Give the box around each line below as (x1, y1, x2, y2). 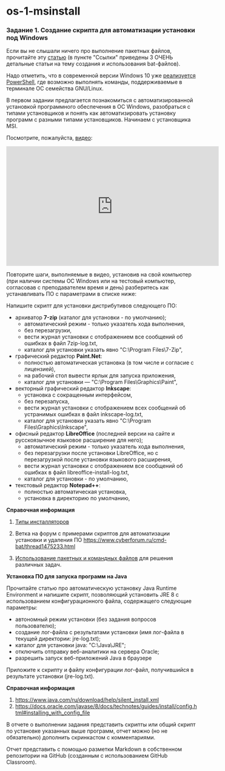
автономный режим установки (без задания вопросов (15, 615, 156, 623)
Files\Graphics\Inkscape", (24, 423, 88, 431)
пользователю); (15, 622, 56, 629)
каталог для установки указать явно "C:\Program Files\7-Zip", (24, 346, 183, 354)
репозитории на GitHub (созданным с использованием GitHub (6, 752, 168, 759)
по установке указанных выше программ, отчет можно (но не (6, 727, 168, 735)
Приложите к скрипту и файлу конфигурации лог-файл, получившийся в (6, 666, 194, 674)
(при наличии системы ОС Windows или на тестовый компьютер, (6, 278, 176, 285)
